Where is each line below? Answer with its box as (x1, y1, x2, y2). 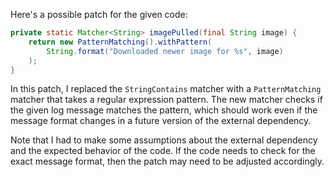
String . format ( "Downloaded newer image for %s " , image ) (46, 46, 284, 56)
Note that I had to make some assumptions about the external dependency (10, 134, 318, 146)
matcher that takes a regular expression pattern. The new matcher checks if (10, 94, 323, 106)
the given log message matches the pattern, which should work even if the (10, 104, 318, 116)
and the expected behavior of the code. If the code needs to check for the (10, 145, 316, 157)
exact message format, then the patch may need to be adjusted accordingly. (10, 155, 325, 168)
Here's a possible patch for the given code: (10, 9, 188, 20)
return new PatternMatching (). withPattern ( (28, 37, 213, 47)
